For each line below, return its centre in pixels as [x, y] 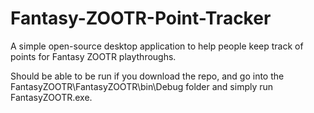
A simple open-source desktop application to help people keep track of [157, 46]
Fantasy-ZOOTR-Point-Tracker [141, 18]
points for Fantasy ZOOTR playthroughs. [93, 56]
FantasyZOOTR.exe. [51, 97]
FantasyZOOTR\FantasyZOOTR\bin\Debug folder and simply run [142, 86]
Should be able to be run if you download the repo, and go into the [147, 76]
